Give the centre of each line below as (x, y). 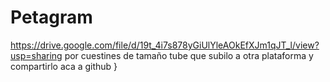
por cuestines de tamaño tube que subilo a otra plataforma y (189, 55)
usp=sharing (36, 55)
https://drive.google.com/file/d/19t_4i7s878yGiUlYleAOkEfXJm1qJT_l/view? (165, 45)
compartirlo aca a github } (64, 66)
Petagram (51, 17)
